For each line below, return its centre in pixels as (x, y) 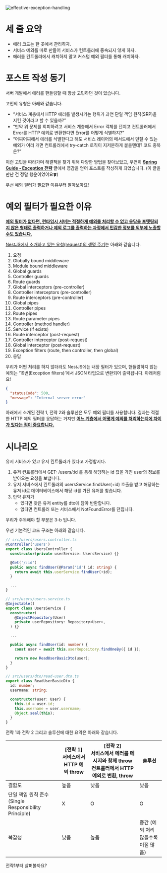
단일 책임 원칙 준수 (28, 795)
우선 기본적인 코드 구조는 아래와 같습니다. (45, 530)
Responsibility (25, 807)
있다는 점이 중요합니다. (32, 425)
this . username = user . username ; (48, 708)
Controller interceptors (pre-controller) (52, 292)
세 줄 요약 (24, 29)
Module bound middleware (40, 266)
